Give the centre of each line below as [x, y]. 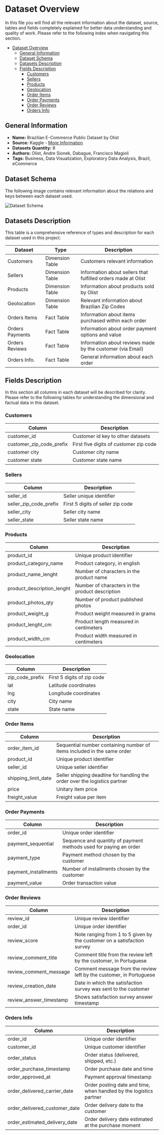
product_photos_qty [31, 603]
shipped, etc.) [100, 1061]
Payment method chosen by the [99, 855]
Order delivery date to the [114, 1105]
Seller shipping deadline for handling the [102, 775]
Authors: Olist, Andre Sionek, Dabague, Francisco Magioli [71, 153]
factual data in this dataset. [32, 403]
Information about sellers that [114, 272]
